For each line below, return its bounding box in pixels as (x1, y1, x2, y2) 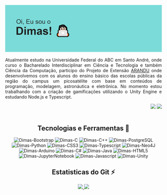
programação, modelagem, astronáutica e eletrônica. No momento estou (5, 84, 162, 90)
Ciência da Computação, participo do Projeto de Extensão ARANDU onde (5, 68, 163, 74)
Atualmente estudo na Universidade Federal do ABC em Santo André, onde (5, 57, 162, 63)
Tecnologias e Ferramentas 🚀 (37, 124, 130, 132)
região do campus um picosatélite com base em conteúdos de (5, 78, 162, 84)
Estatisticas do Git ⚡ (52, 168, 115, 177)
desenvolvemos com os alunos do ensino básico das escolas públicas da (5, 73, 162, 79)
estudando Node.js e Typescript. (5, 94, 72, 100)
